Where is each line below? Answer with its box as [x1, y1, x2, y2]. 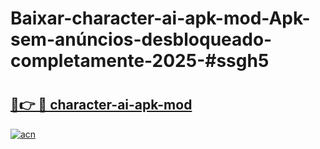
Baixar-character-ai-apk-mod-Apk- [10, 7, 311, 30]
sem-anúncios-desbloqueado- [10, 28, 273, 51]
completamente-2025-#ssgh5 [10, 50, 270, 72]
